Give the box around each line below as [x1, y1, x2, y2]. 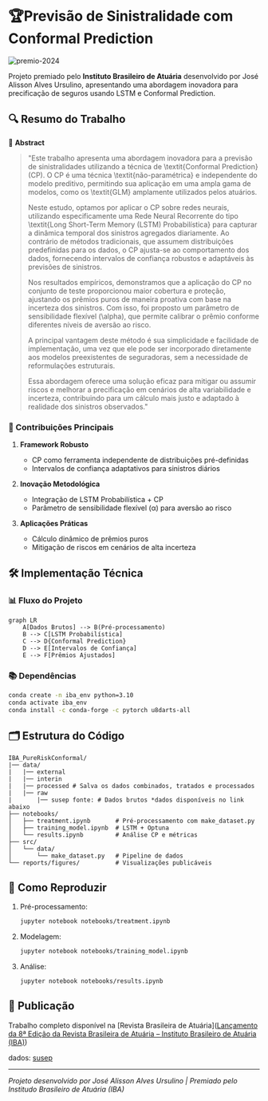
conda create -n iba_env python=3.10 [8, 691, 134, 699]
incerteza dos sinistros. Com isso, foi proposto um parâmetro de [27, 303, 239, 312]
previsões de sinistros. [27, 262, 102, 271]
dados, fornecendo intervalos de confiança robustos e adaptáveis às [27, 253, 254, 263]
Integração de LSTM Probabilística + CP [31, 495, 164, 505]
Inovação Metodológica [19, 479, 100, 489]
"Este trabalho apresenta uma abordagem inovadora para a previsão [27, 153, 253, 163]
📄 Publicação [8, 1000, 75, 1013]
